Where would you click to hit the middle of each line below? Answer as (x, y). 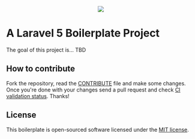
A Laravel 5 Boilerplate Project (83, 33)
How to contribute (41, 69)
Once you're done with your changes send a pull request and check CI (94, 90)
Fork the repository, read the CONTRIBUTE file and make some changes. (96, 83)
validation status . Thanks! (38, 96)
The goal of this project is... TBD (46, 50)
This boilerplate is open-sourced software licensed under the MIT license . (97, 129)
